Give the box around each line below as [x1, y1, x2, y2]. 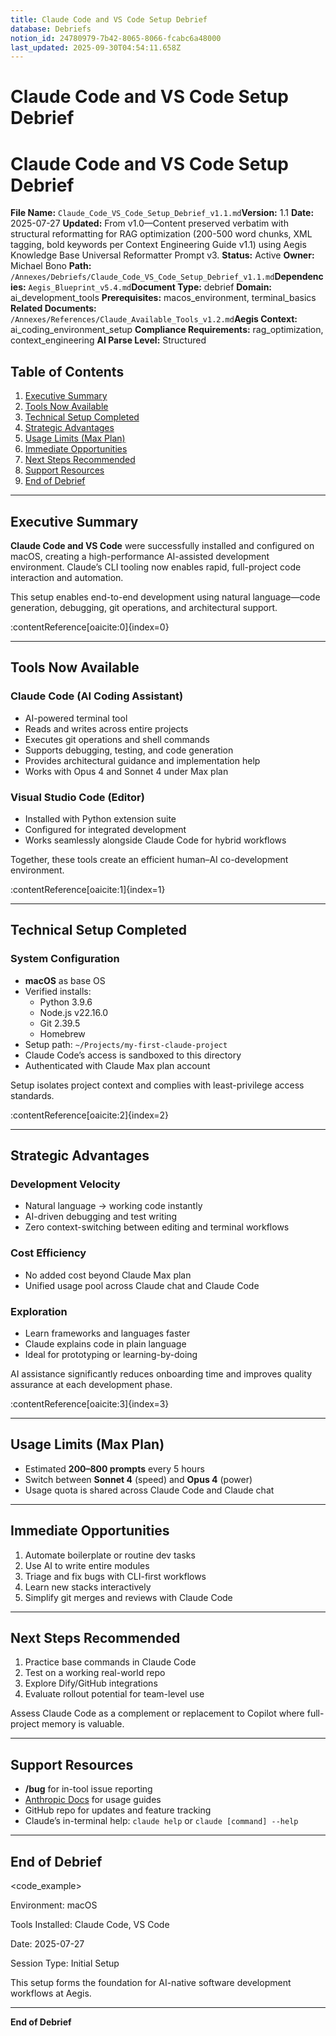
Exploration [10, 1304, 68, 1318]
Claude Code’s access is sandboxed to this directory [24, 1049, 242, 1061]
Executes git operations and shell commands [24, 733, 210, 745]
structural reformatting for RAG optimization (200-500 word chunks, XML [10, 228, 313, 240]
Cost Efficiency [10, 1246, 87, 1260]
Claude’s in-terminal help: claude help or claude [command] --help [24, 1815, 299, 1827]
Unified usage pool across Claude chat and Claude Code [24, 1279, 260, 1291]
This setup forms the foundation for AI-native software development [10, 1977, 292, 1989]
